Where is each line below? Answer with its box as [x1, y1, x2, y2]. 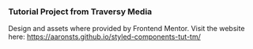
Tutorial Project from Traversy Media [8, 6, 153, 17]
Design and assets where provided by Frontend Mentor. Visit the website [8, 24, 245, 33]
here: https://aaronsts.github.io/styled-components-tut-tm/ [8, 32, 202, 41]
